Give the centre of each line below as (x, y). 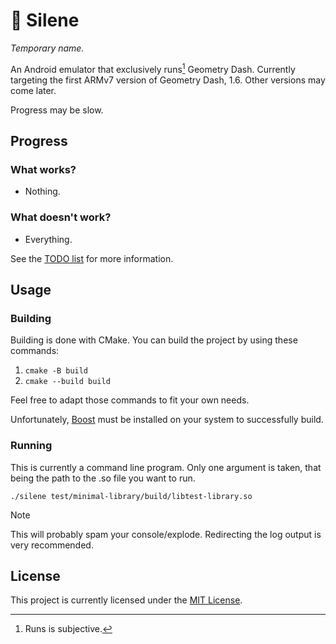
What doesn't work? (61, 217)
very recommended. (52, 545)
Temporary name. (47, 48)
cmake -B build (56, 371)
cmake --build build (67, 382)
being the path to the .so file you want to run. (103, 478)
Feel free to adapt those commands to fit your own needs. (130, 400)
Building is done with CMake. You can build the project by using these (154, 340)
